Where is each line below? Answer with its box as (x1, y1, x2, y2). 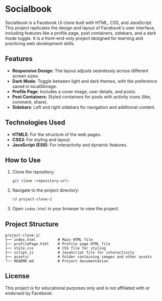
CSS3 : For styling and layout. (12, 136, 71, 143)
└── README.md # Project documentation (5, 258, 109, 263)
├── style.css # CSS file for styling (5, 246, 106, 251)
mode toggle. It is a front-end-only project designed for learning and (5, 35, 143, 41)
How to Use (5, 156, 41, 164)
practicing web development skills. (5, 40, 75, 46)
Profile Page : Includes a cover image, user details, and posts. (12, 88, 137, 94)
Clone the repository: (12, 169, 55, 175)
